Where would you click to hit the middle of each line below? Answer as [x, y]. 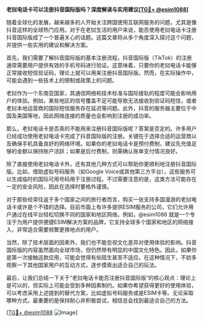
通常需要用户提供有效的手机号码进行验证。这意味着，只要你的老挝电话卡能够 [101, 65]
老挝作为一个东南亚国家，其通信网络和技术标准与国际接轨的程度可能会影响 [99, 93]
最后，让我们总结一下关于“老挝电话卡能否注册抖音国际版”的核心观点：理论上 [101, 278]
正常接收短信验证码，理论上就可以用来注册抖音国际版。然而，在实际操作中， [101, 73]
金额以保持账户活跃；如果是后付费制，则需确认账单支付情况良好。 [99, 151]
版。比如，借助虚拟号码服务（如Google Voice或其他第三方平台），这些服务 [98, 172]
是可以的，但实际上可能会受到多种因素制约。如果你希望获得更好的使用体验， [101, 285]
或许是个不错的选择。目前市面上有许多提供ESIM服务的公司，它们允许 [102, 207]
